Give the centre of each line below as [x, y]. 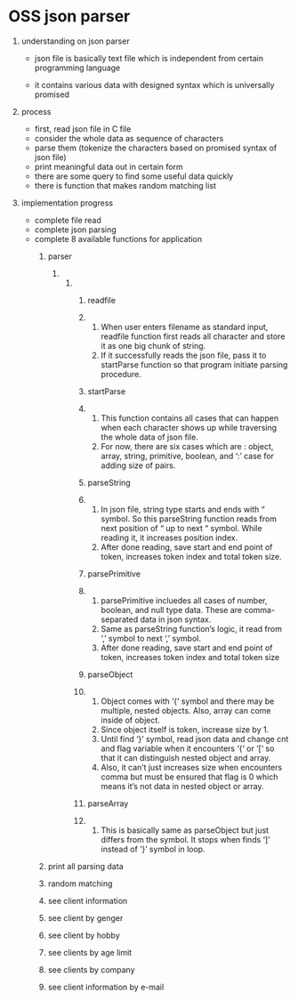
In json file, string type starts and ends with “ [183, 509]
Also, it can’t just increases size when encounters [192, 767]
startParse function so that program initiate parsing [194, 364]
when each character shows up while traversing [189, 427]
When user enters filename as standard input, [185, 327]
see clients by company [91, 969]
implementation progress [67, 203]
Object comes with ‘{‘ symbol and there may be [188, 701]
